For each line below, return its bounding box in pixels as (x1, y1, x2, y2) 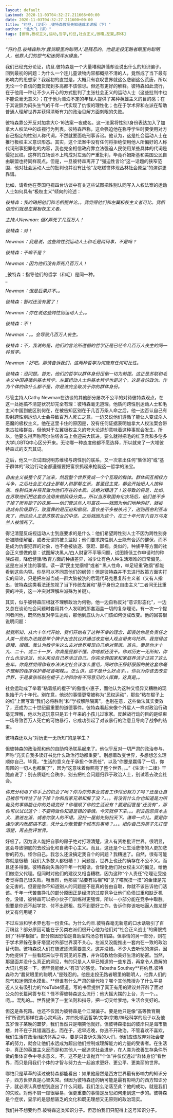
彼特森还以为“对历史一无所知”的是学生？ (5, 735, 91, 741)
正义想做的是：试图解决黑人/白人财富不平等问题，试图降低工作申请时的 (9, 549, 160, 556)
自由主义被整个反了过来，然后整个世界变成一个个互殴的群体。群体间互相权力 (5, 474, 167, 480)
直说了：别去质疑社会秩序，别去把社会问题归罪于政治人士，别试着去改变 (9, 771, 163, 777)
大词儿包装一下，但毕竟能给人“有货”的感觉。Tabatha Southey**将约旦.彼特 (5, 965, 163, 971)
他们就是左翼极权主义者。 (9, 206, 64, 211)
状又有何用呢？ (5, 909, 37, 915)
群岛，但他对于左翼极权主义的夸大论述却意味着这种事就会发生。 (23, 427, 158, 433)
